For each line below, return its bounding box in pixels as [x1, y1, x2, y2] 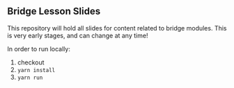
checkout [17, 58, 45, 67]
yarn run [17, 74, 43, 81]
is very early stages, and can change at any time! [7, 31, 148, 39]
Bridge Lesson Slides [7, 6, 101, 17]
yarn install [17, 67, 56, 73]
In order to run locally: [7, 44, 71, 53]
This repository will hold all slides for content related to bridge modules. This [7, 24, 227, 32]
